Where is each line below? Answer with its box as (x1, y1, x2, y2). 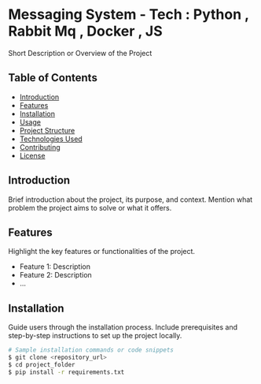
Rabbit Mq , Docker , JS (8, 22, 163, 40)
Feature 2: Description (19, 270, 92, 280)
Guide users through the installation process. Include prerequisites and (8, 322, 238, 332)
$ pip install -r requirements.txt (8, 368, 125, 376)
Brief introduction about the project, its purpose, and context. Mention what (8, 195, 253, 204)
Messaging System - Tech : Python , (8, 6, 249, 24)
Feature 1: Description (19, 262, 90, 271)
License (19, 151, 46, 160)
